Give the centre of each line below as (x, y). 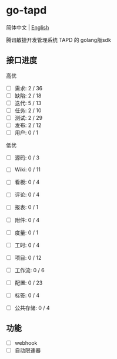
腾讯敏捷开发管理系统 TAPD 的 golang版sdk (59, 40)
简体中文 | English (28, 27)
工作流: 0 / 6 (30, 270)
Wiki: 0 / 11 (28, 169)
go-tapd (26, 10)
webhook (26, 342)
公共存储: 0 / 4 (32, 308)
